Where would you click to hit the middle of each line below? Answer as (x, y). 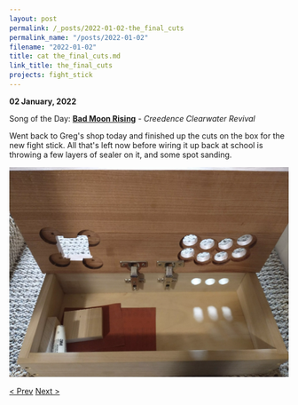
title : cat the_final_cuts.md (65, 56)
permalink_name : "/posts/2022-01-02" (79, 37)
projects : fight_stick (51, 75)
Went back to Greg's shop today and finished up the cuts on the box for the (147, 135)
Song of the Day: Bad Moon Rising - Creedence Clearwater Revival (132, 118)
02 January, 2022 (43, 101)
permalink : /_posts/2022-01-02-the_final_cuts (97, 28)
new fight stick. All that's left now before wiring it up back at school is (136, 145)
